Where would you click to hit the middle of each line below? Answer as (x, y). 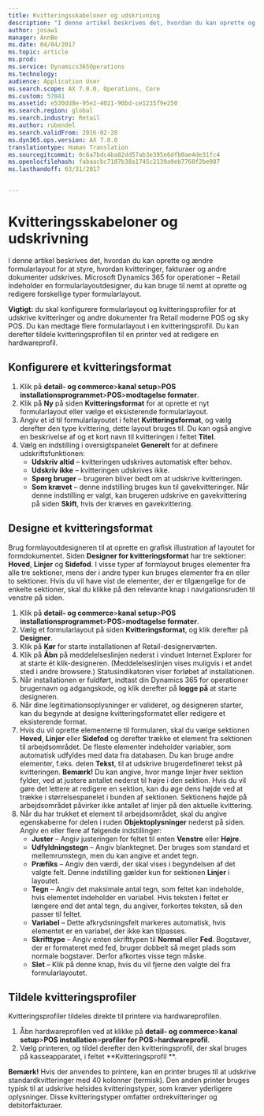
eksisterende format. (53, 721)
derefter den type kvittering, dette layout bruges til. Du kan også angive (136, 428)
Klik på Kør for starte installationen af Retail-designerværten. (119, 646)
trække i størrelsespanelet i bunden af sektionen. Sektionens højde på (133, 797)
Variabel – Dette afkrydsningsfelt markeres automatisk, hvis (128, 922)
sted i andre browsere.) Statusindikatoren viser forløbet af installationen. (137, 671)
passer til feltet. (57, 914)
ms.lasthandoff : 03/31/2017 (54, 169)
